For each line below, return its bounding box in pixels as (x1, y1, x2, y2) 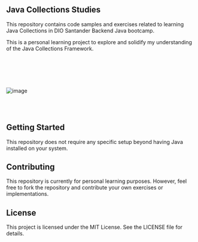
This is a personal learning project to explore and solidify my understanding (6, 38, 193, 45)
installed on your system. (6, 145, 68, 152)
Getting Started (6, 122, 65, 133)
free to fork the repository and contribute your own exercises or (6, 184, 163, 191)
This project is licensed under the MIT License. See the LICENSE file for (6, 223, 183, 231)
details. (6, 230, 25, 237)
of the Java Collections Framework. (6, 45, 94, 52)
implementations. (6, 191, 49, 198)
